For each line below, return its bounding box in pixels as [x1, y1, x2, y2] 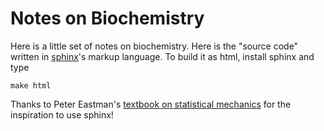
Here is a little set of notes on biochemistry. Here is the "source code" [10, 40, 299, 52]
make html [10, 80, 52, 91]
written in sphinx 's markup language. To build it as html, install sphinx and [10, 50, 315, 62]
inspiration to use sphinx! [10, 108, 114, 121]
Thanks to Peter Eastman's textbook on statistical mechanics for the [10, 98, 292, 110]
